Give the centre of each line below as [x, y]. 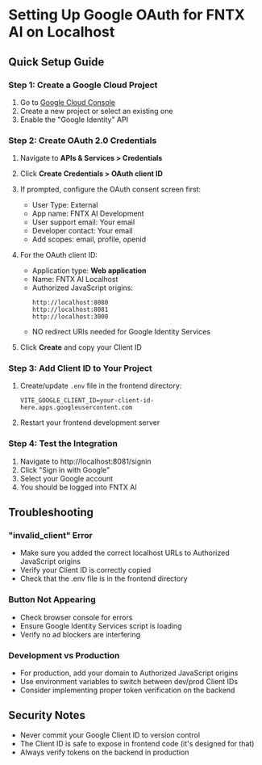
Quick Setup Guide [56, 62]
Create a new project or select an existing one [96, 111]
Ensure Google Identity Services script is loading [101, 626]
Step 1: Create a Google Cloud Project [83, 85]
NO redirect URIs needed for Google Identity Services [121, 332]
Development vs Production [64, 655]
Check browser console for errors [76, 617]
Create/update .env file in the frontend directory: [101, 386]
